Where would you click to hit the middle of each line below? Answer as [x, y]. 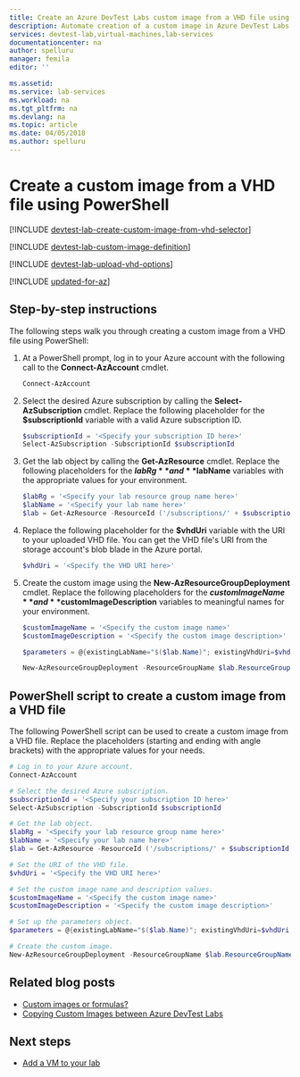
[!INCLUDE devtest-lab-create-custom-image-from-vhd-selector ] [130, 230]
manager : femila [39, 59]
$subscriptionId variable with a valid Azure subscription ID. [132, 420]
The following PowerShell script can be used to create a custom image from [149, 731]
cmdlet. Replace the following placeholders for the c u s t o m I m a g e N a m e [154, 592]
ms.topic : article [43, 125]
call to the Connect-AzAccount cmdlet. [96, 367]
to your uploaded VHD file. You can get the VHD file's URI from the [145, 539]
